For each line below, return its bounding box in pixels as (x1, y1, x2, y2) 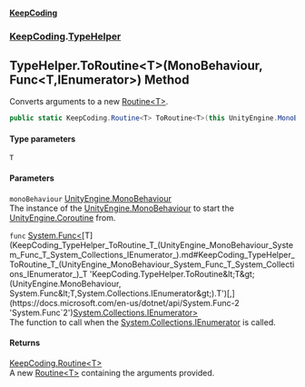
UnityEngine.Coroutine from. (9, 212, 116, 223)
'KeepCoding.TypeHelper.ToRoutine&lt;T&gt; (89, 268, 255, 279)
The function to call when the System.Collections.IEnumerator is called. (9, 316, 277, 327)
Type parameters (9, 133, 76, 144)
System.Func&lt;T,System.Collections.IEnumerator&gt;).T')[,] (9, 287, 236, 299)
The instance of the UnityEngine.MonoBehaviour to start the (9, 203, 234, 213)
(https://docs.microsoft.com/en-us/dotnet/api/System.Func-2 (9, 297, 240, 308)
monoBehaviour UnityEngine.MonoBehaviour (9, 193, 172, 203)
